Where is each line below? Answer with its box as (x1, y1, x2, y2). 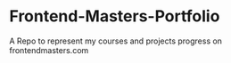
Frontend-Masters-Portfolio (9, 6, 220, 27)
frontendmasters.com (9, 44, 89, 55)
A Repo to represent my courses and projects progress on (9, 35, 223, 46)
